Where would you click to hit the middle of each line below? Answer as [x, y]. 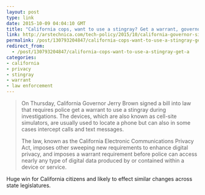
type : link [20, 18]
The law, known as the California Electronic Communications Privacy [107, 141]
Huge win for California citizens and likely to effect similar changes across [99, 179]
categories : [21, 57]
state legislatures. [29, 185]
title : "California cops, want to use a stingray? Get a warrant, [92, 29]
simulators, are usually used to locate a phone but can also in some [106, 123]
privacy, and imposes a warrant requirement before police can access [109, 154]
